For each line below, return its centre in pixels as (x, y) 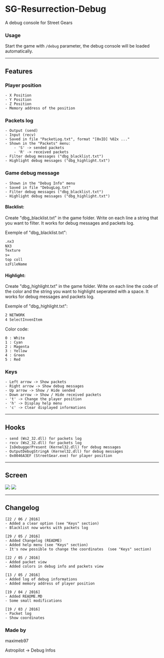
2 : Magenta (17, 347)
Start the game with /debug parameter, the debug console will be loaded (77, 46)
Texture (13, 251)
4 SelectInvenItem (24, 320)
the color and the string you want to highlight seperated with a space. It (77, 291)
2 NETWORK (15, 315)
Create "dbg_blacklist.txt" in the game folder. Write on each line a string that (82, 218)
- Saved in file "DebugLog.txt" (38, 187)
